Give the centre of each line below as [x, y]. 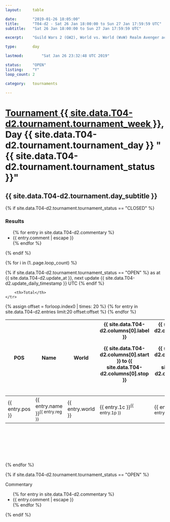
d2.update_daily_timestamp [34, 283]
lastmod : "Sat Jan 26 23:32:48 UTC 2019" [57, 56]
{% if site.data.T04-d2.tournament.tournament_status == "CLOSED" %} [80, 208]
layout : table [25, 10]
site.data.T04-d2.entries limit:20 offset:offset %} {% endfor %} [71, 312]
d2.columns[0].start [124, 355]
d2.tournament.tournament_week [78, 124]
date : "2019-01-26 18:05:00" [43, 19]
